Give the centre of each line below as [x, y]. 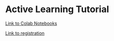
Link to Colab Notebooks [31, 23]
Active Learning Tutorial [57, 9]
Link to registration [25, 33]
